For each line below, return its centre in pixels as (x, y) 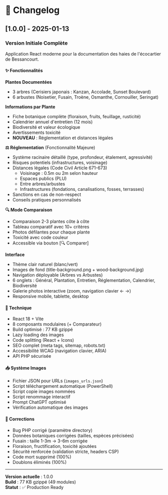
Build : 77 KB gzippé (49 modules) (41, 482)
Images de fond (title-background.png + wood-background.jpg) (78, 270)
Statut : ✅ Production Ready (34, 487)
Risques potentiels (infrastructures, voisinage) (60, 163)
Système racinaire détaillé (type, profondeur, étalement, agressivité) (82, 157)
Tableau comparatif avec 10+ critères (51, 227)
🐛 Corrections (20, 419)
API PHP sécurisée (32, 356)
